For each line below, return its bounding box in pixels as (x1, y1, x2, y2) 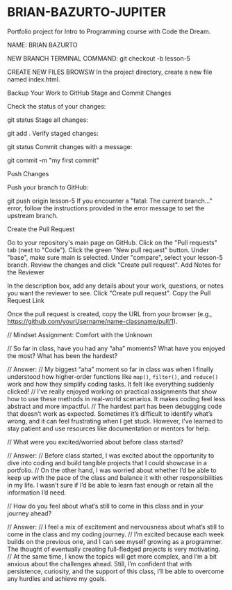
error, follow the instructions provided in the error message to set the (7, 203, 205, 212)
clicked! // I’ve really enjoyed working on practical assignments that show (7, 387, 217, 396)
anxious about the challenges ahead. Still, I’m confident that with (7, 559, 192, 568)
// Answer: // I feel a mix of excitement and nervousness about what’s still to (7, 522, 224, 531)
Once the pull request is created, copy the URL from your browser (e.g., (7, 309, 213, 318)
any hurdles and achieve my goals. (7, 574, 107, 582)
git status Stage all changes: (7, 116, 88, 124)
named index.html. (7, 75, 60, 84)
